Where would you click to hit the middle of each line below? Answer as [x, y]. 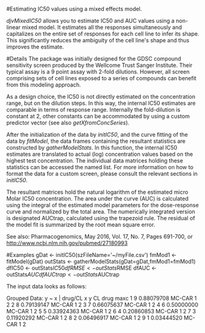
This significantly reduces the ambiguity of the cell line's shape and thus [98, 40]
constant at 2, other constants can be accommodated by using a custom [98, 116]
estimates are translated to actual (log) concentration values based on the [100, 154]
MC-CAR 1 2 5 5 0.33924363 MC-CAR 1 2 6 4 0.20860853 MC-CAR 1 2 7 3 [101, 311]
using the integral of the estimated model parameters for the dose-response [103, 205]
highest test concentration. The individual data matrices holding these [95, 161]
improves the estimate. [35, 47]
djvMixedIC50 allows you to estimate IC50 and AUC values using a [91, 21]
